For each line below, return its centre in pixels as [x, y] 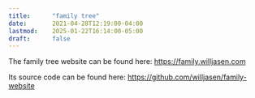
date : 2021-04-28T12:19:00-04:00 [76, 23]
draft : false [39, 38]
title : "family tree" [54, 16]
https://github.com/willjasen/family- [187, 77]
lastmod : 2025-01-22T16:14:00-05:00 [76, 31]
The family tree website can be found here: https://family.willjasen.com [127, 62]
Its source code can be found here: [67, 77]
